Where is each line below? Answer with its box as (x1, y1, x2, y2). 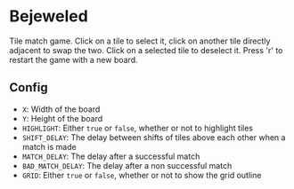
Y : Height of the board (21, 113, 103, 123)
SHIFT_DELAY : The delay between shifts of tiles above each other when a (21, 131, 286, 143)
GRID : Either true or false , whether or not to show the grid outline (21, 169, 262, 180)
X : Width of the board (21, 104, 101, 114)
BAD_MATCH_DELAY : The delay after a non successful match (21, 160, 233, 170)
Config (9, 80, 48, 95)
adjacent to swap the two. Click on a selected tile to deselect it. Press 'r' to (9, 44, 283, 55)
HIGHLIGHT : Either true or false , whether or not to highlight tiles (21, 122, 254, 133)
